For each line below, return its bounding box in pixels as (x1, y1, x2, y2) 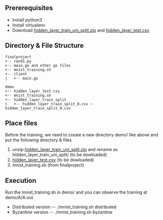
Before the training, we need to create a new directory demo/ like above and (5, 132, 159, 138)
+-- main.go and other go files (5, 63, 71, 68)
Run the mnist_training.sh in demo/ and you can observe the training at (5, 189, 147, 195)
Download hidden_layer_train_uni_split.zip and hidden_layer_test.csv (12, 27, 150, 33)
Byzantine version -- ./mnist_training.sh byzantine (12, 209, 113, 215)
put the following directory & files (5, 137, 72, 143)
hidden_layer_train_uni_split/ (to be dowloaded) (12, 152, 107, 158)
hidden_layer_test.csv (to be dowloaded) (12, 157, 94, 163)
